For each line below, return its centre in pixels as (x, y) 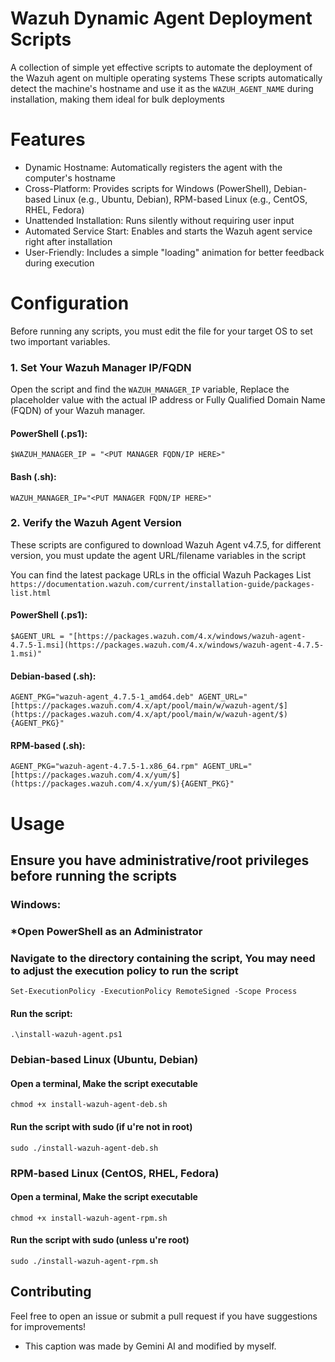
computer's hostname (70, 178)
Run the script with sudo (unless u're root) (100, 1240)
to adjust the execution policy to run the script (124, 970)
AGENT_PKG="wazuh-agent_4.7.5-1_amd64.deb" (102, 697)
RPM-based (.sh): (48, 745)
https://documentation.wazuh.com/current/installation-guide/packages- (162, 584)
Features (48, 139)
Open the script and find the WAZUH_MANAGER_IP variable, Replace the (150, 389)
